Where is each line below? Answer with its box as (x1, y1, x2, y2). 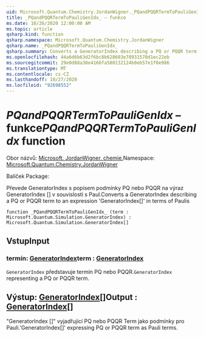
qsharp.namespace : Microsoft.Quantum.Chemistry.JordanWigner (6, 37, 165, 43)
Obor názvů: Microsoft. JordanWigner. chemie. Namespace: (6, 154, 155, 162)
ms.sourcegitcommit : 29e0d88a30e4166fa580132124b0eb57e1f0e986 (6, 60, 170, 66)
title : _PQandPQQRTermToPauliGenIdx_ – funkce (6, 15, 126, 21)
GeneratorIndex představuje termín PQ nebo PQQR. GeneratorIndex (6, 268, 172, 275)
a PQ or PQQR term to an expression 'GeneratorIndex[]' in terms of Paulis (6, 197, 190, 204)
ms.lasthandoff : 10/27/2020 (6, 77, 78, 83)
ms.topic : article (6, 26, 53, 32)
